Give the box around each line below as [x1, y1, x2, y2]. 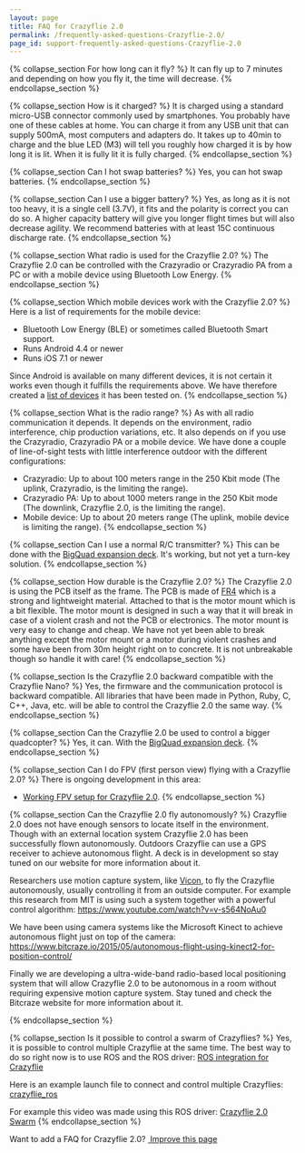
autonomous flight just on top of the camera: [9, 931, 176, 942]
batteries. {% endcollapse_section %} [9, 176, 152, 187]
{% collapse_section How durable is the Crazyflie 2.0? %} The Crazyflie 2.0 [9, 576, 292, 587]
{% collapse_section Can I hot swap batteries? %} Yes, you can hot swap [9, 166, 283, 177]
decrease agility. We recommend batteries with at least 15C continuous [9, 223, 275, 234]
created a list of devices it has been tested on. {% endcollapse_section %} [9, 390, 288, 401]
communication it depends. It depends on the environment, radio [9, 417, 252, 428]
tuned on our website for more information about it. [9, 857, 202, 868]
